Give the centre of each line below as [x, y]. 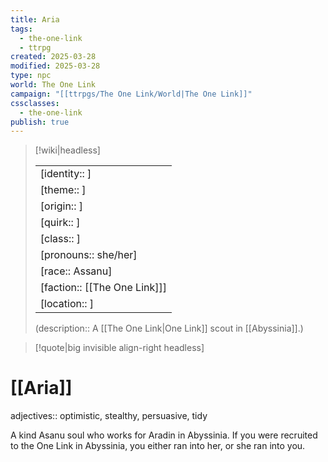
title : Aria [35, 19]
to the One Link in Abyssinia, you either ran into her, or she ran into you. [158, 446]
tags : [21, 29]
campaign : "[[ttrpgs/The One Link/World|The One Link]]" [131, 94]
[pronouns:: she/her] [88, 255]
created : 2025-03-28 [53, 57]
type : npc [31, 76]
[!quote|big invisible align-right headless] [119, 348]
